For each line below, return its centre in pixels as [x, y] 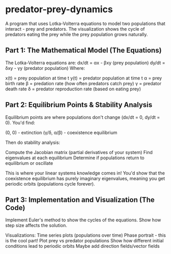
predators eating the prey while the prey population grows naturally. [77, 34]
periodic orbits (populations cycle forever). [50, 184]
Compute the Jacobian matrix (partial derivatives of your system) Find [79, 152]
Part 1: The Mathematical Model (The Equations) [83, 50]
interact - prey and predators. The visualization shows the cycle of [75, 29]
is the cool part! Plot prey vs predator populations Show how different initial [84, 241]
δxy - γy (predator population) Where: [45, 68]
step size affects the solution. [36, 225]
